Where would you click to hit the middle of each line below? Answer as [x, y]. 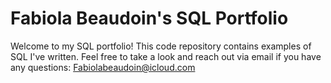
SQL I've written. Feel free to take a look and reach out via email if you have [166, 56]
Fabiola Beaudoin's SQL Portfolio [149, 18]
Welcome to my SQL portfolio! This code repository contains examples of [161, 46]
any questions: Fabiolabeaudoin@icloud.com [103, 67]
